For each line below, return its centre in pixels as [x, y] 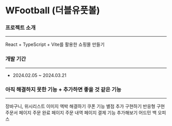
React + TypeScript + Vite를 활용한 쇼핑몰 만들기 [55, 44]
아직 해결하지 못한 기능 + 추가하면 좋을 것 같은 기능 [63, 89]
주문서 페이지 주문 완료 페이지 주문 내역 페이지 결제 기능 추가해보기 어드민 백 [81, 113]
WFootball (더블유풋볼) [53, 10]
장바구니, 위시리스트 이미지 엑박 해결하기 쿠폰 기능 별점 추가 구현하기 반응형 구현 [85, 106]
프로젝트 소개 [20, 28]
